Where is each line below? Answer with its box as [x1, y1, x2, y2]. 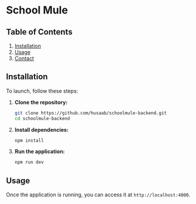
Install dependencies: [14, 126, 69, 133]
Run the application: [14, 148, 66, 155]
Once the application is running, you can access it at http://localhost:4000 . [6, 191, 191, 198]
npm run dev [14, 159, 44, 165]
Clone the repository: [14, 98, 68, 106]
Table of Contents [6, 27, 73, 37]
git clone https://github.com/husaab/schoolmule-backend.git [14, 110, 167, 116]
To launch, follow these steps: [6, 87, 78, 94]
